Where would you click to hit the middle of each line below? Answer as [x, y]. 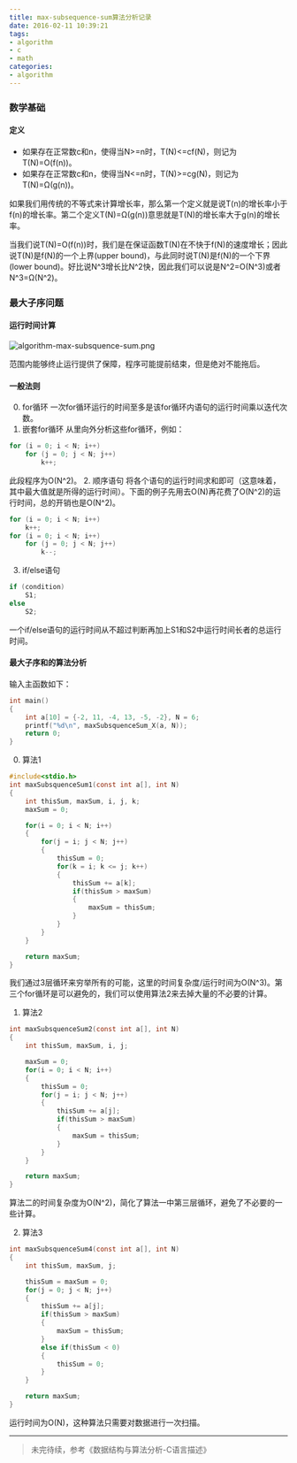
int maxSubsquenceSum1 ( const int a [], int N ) [94, 785]
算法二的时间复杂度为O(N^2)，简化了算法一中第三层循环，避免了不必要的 [142, 1203]
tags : [19, 34]
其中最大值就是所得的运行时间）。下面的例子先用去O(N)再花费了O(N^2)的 [141, 491]
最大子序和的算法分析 [48, 663]
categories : [31, 67]
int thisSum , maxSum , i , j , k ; [83, 801]
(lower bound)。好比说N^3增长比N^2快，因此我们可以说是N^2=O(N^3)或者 [145, 266]
